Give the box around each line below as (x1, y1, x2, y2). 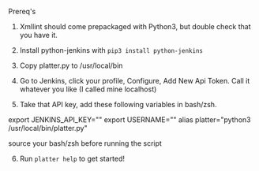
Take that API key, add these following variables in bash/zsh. (19, 100, 217, 109)
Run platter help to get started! (19, 154, 125, 163)
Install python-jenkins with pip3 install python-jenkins (19, 46, 204, 54)
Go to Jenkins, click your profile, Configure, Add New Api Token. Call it (19, 76, 250, 85)
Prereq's (8, 7, 36, 16)
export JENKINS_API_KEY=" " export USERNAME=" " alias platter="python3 (8, 115, 251, 125)
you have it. (19, 31, 58, 39)
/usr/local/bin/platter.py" (8, 124, 88, 132)
